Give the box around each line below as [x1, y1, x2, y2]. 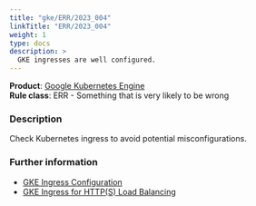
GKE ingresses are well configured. [17, 55, 156, 64]
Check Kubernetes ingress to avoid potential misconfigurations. [9, 133, 247, 144]
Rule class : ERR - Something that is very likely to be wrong [9, 90, 230, 101]
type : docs [9, 38, 51, 48]
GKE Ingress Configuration [22, 176, 123, 187]
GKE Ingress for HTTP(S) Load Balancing [22, 186, 177, 197]
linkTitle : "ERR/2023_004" [9, 22, 112, 31]
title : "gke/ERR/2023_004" [9, 13, 112, 23]
